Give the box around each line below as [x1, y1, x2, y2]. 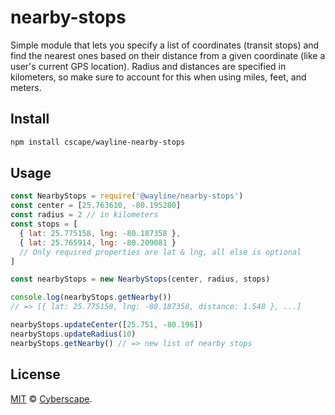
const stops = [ [10, 219, 78, 230]
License [10, 366, 61, 383]
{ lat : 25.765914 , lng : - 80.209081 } [19, 237, 177, 248]
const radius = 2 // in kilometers [10, 210, 159, 220]
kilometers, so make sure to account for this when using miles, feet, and [10, 71, 307, 83]
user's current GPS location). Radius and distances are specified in [10, 60, 287, 72]
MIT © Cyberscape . [10, 392, 93, 405]
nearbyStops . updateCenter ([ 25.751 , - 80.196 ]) [10, 320, 203, 330]
